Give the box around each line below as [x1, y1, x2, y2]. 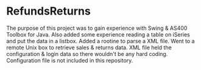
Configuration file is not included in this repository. [6, 57, 133, 64]
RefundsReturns [6, 4, 91, 18]
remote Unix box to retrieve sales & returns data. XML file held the [6, 44, 172, 51]
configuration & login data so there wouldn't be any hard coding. [6, 50, 168, 57]
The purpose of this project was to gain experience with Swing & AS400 [6, 24, 188, 32]
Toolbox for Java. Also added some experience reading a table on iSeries [6, 30, 190, 38]
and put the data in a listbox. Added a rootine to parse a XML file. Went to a [6, 37, 195, 44]
